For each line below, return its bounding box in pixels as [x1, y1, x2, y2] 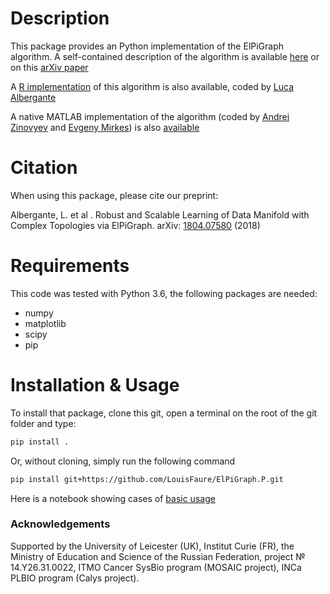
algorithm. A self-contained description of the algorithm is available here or [10, 50, 320, 62]
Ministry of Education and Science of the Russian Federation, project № [10, 550, 306, 562]
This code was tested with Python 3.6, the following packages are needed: [10, 287, 318, 299]
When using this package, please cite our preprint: [10, 189, 219, 201]
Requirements [10, 255, 130, 277]
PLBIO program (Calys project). [10, 572, 140, 584]
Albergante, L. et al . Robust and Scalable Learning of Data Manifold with [10, 208, 310, 221]
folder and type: [10, 417, 77, 429]
